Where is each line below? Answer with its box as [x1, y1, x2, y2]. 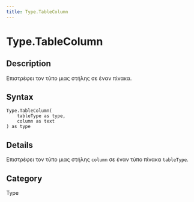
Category [6, 173, 43, 183]
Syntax [6, 92, 34, 102]
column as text [17, 118, 55, 124]
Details [6, 139, 33, 150]
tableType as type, [17, 113, 66, 119]
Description [6, 58, 51, 69]
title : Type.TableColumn [6, 8, 68, 15]
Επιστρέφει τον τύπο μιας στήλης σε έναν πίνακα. [6, 75, 132, 82]
